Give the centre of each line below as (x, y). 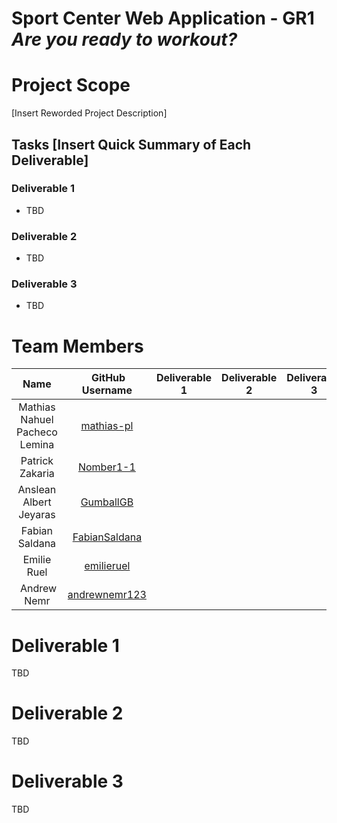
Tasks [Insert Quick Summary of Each (131, 144)
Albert (37, 502)
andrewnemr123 (107, 595)
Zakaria (37, 474)
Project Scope (71, 85)
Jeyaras (37, 515)
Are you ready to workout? (124, 39)
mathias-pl (107, 426)
